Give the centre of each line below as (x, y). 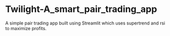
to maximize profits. (26, 28)
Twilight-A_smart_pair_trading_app (81, 9)
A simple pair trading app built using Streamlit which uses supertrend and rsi (85, 23)
